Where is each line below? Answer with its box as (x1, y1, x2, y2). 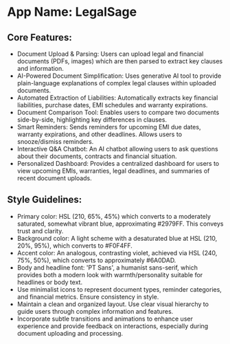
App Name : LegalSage (7, 4, 137, 20)
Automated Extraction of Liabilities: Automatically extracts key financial (16, 94, 218, 102)
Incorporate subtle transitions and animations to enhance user (16, 314, 194, 323)
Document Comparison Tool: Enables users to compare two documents (16, 108, 220, 116)
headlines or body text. (16, 278, 83, 286)
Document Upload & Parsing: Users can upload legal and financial (16, 50, 204, 58)
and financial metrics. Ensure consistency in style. (16, 292, 159, 301)
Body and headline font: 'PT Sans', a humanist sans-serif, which (16, 263, 198, 272)
